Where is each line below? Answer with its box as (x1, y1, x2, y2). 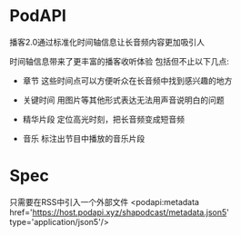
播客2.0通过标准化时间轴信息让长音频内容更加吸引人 (9, 36, 206, 47)
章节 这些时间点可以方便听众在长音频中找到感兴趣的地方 (22, 74, 233, 86)
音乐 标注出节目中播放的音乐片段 (22, 133, 146, 143)
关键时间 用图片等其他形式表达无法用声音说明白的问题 (22, 94, 225, 105)
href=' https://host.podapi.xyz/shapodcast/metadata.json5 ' (9, 206, 229, 218)
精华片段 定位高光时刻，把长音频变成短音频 (22, 113, 185, 124)
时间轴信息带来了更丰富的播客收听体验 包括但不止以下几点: (9, 55, 229, 66)
